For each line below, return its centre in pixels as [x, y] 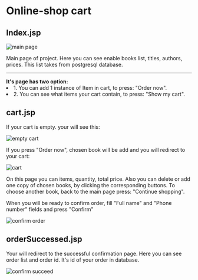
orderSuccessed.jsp [44, 240]
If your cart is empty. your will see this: [53, 127]
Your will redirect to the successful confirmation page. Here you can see [94, 253]
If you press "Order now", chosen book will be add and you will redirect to [96, 149]
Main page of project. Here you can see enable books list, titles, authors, [94, 58]
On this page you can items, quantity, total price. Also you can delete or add [98, 179]
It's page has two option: [37, 82]
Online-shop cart [49, 11]
